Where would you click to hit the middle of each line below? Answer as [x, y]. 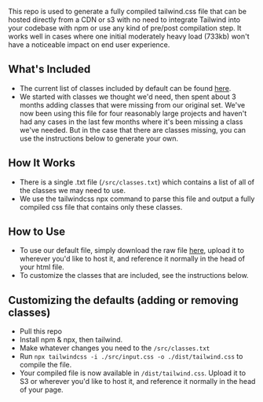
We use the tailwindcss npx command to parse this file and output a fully [137, 199]
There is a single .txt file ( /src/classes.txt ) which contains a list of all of [137, 182]
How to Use [37, 232]
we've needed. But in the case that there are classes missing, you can [132, 130]
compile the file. [46, 365]
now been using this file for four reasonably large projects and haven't [133, 113]
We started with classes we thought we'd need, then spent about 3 [128, 97]
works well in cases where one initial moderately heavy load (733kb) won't [129, 36]
